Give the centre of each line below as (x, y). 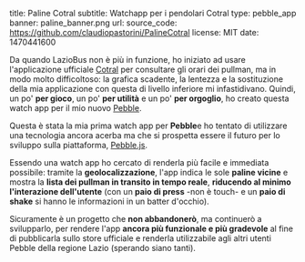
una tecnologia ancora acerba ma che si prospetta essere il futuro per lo (145, 135)
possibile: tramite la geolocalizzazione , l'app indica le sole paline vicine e (149, 172)
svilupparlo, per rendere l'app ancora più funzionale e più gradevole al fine (152, 228)
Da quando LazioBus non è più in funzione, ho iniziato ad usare (127, 60)
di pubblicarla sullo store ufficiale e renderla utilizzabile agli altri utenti (140, 238)
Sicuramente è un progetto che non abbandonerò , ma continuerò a (136, 219)
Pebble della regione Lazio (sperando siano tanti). (102, 248)
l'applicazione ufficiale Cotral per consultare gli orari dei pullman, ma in (143, 69)
